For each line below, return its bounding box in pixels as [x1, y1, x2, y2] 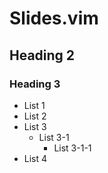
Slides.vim [9, 7, 99, 30]
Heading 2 [9, 47, 76, 64]
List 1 [23, 99, 46, 111]
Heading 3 [9, 77, 61, 91]
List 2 [23, 110, 47, 122]
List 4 [23, 152, 48, 164]
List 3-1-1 [53, 142, 92, 154]
